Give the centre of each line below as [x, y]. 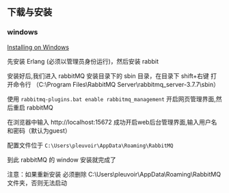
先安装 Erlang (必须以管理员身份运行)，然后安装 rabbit [83, 61]
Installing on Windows [38, 47]
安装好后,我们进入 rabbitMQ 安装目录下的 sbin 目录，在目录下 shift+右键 [108, 76]
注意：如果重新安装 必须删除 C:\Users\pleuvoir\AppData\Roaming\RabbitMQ [114, 174]
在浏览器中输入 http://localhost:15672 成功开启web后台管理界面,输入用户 [109, 122]
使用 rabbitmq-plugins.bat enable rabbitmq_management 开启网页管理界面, [112, 99]
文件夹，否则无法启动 [37, 183]
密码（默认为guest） [42, 130]
